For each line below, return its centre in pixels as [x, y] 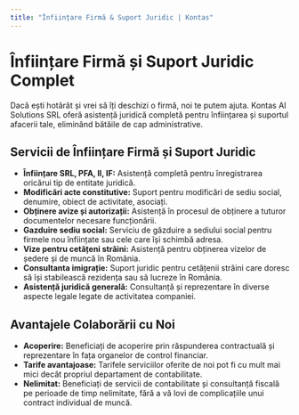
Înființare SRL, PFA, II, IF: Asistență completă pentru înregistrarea [143, 174]
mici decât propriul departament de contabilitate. [113, 374]
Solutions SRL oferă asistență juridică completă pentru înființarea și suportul [149, 114]
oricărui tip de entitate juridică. [79, 183]
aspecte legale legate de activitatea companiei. [109, 297]
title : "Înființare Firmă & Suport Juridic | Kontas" [112, 17]
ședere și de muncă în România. [81, 258]
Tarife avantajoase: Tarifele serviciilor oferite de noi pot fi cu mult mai [152, 365]
